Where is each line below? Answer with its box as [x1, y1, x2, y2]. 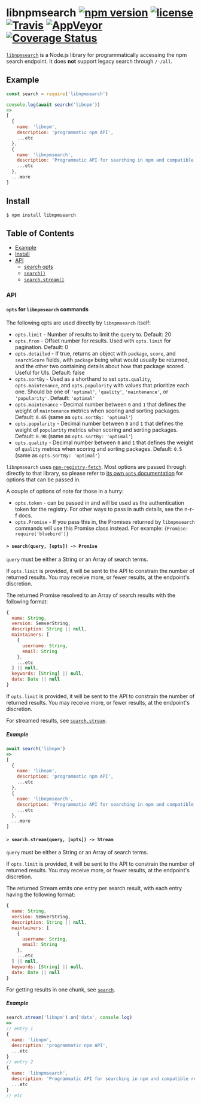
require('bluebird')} [14, 530, 69, 537]
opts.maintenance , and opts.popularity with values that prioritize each [14, 381, 190, 389]
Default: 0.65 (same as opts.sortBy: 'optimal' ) [14, 413, 133, 420]
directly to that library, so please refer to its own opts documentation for [6, 469, 184, 477]
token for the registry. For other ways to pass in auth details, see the [14, 505, 184, 512]
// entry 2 [6, 1059, 33, 1065]
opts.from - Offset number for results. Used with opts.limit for [14, 337, 172, 344]
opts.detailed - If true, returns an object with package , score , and [14, 350, 176, 357]
